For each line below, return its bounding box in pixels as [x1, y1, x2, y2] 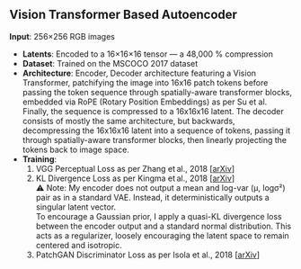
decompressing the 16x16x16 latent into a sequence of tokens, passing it [22, 125, 291, 136]
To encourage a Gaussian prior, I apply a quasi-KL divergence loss [35, 211, 282, 221]
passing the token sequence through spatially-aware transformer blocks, [22, 86, 293, 97]
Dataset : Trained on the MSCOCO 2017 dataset [22, 58, 199, 68]
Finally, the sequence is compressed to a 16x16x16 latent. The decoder [22, 105, 285, 116]
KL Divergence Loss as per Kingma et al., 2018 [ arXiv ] [35, 173, 235, 184]
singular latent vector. [35, 202, 117, 212]
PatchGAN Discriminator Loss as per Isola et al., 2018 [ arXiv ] [35, 249, 261, 260]
